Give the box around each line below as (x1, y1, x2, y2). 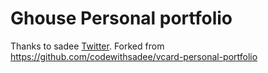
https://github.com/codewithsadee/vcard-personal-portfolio (10, 50, 258, 62)
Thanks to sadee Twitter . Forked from (10, 40, 165, 52)
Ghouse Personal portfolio (10, 7, 233, 30)
